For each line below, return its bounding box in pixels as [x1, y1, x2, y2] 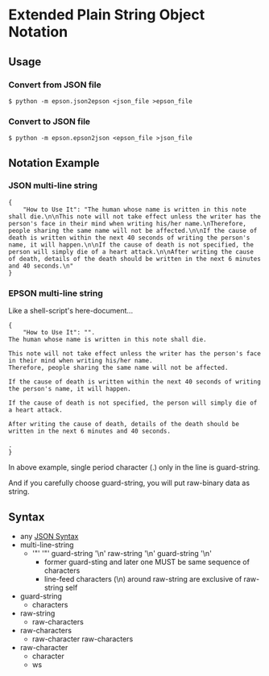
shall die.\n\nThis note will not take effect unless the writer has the [8, 212, 262, 221]
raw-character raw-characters [31, 634, 134, 644]
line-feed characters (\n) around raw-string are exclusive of [43, 574, 242, 583]
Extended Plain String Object [8, 6, 205, 24]
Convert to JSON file [8, 115, 91, 126]
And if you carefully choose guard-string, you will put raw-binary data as [8, 478, 250, 488]
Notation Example [8, 156, 100, 170]
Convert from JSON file [8, 79, 102, 90]
